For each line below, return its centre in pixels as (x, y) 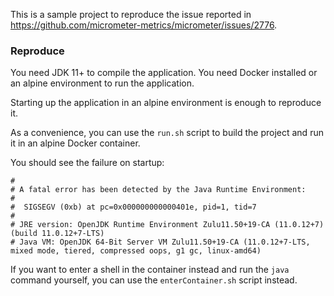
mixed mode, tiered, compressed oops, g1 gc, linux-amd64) (136, 251)
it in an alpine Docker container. (75, 143)
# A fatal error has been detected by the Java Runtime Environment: (158, 190)
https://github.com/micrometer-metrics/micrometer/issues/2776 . (144, 25)
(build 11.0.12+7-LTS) (57, 234)
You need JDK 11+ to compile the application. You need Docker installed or (164, 73)
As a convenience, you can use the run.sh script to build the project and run (167, 133)
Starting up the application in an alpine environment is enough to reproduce (166, 103)
